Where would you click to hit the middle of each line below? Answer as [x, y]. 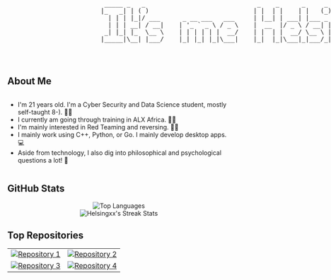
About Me [29, 81]
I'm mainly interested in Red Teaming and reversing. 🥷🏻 [98, 127]
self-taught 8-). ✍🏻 [45, 112]
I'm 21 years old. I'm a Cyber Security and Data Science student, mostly [122, 104]
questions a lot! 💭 [43, 160]
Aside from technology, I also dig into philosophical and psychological [119, 153]
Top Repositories [46, 236]
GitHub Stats [36, 188]
